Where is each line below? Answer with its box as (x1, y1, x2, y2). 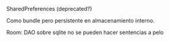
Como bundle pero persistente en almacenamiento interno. (6, 17, 155, 24)
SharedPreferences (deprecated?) (6, 5, 92, 12)
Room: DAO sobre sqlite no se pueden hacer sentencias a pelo (6, 29, 164, 36)
